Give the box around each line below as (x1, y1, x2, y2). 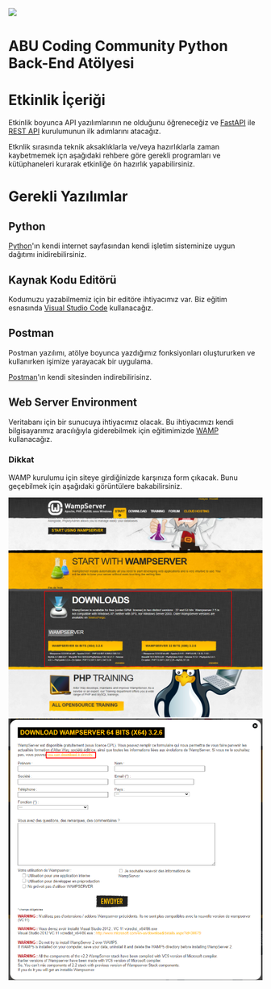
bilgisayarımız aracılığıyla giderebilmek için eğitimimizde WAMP (8, 425, 219, 436)
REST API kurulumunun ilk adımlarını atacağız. (8, 126, 161, 137)
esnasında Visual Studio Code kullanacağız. (8, 303, 153, 313)
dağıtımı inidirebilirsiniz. (8, 250, 87, 259)
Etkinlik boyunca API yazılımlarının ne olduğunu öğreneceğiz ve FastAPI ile (8, 118, 256, 128)
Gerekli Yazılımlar (8, 187, 128, 206)
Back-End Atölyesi (8, 54, 135, 73)
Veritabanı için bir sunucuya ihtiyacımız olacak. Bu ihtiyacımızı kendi (8, 417, 234, 427)
